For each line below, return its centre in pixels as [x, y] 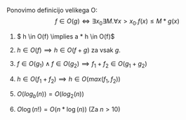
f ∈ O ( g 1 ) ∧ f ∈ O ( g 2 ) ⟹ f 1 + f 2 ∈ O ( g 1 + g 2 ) [82, 64]
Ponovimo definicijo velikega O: [52, 10]
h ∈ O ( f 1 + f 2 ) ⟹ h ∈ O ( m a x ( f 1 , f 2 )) [68, 80]
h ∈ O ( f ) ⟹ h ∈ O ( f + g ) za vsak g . [68, 50]
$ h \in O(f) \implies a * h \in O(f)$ [66, 36]
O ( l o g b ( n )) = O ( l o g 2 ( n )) [51, 95]
